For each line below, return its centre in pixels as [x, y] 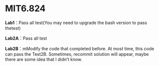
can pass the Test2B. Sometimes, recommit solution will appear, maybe [77, 54]
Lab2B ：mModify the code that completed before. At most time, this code [79, 48]
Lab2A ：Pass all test [26, 38]
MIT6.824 [25, 9]
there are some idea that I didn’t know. [44, 59]
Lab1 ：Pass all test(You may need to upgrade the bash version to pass [76, 22]
